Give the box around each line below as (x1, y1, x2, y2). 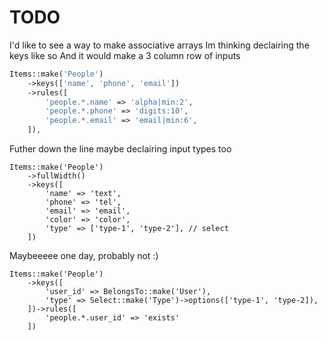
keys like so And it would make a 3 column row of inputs (9, 49, 241, 61)
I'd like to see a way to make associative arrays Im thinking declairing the (9, 39, 310, 51)
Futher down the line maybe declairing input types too (9, 143, 232, 155)
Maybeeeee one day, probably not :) (9, 250, 159, 262)
